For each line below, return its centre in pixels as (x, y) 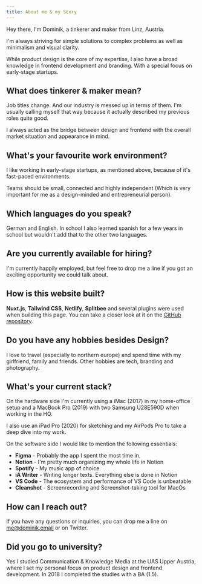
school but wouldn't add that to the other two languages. (77, 235)
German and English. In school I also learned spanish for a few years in (95, 228)
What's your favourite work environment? (87, 155)
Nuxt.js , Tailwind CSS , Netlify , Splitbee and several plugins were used (95, 308)
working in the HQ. (30, 414)
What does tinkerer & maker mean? (74, 91)
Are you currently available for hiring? (79, 254)
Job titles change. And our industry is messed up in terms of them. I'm (94, 105)
